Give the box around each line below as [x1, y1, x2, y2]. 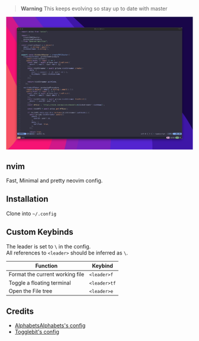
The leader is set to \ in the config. [6, 243, 91, 250]
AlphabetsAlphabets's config [14, 322, 86, 329]
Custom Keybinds [6, 227, 73, 237]
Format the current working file [8, 271, 85, 278]
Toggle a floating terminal [8, 279, 71, 286]
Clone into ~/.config [6, 210, 57, 217]
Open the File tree [8, 287, 53, 294]
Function [35, 262, 58, 269]
